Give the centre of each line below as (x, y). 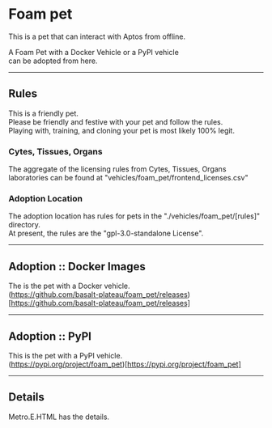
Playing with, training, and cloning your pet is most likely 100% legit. (121, 130)
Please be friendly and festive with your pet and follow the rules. (116, 121)
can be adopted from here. (53, 61)
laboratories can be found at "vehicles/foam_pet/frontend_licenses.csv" (128, 178)
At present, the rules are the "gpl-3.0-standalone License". (106, 233)
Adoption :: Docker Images (77, 267)
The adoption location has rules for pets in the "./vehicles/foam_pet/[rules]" (134, 216)
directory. (24, 225)
